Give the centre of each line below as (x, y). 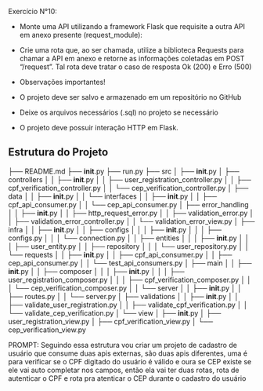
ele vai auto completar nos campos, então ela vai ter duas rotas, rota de (124, 370)
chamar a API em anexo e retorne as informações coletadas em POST (132, 58)
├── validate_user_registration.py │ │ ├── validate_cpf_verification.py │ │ (128, 305)
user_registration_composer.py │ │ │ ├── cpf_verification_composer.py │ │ (130, 280)
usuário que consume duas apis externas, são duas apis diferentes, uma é (128, 353)
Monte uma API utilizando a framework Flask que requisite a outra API (132, 26)
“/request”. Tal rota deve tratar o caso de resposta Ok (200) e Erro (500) (135, 67)
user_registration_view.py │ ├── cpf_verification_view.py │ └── (111, 321)
